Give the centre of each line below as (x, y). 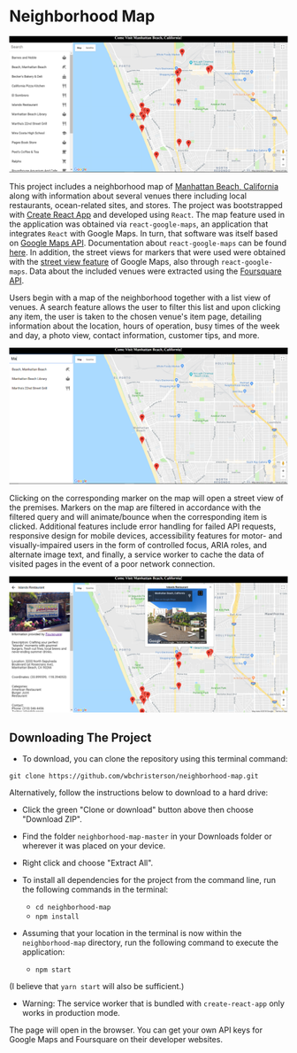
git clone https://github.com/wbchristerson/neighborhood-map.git (134, 777)
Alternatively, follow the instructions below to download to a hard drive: (139, 793)
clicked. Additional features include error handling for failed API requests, (143, 526)
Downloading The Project (80, 737)
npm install (57, 917)
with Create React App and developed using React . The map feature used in (147, 215)
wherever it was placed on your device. (94, 846)
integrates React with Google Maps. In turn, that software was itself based (144, 234)
